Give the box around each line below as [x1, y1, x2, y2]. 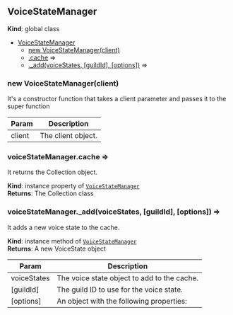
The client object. [40, 131, 97, 141]
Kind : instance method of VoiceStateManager [7, 236, 137, 245]
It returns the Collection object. [7, 168, 97, 176]
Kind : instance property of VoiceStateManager [7, 182, 140, 190]
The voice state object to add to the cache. [56, 273, 199, 282]
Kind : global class [7, 24, 60, 33]
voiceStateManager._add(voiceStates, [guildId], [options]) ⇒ [7, 207, 221, 217]
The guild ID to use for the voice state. [56, 285, 184, 294]
